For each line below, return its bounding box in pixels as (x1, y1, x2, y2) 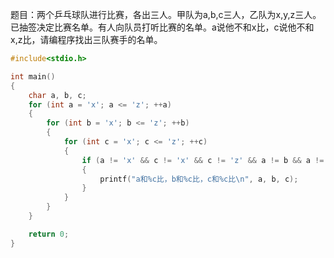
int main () (10, 71, 56, 82)
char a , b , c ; (28, 90, 87, 100)
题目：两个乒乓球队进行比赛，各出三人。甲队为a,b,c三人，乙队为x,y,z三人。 (10, 9, 322, 20)
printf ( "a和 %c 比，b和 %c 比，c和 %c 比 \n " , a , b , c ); (99, 174, 299, 184)
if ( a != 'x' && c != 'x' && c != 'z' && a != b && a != (81, 155, 325, 165)
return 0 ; (28, 229, 70, 239)
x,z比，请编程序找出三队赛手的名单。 (10, 34, 163, 45)
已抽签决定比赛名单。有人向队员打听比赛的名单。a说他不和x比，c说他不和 (10, 21, 315, 33)
